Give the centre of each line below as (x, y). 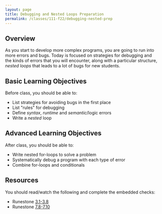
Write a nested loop (32, 118)
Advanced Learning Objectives (53, 133)
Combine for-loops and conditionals (48, 165)
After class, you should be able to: (40, 145)
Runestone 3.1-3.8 (30, 201)
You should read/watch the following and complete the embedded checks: (80, 192)
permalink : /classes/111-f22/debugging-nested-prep (59, 19)
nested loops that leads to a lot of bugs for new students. (63, 66)
